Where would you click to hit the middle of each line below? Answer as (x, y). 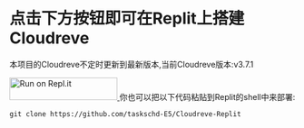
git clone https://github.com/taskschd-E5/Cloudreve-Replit (126, 114)
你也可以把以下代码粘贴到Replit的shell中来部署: (207, 96)
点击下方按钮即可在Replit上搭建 (127, 18)
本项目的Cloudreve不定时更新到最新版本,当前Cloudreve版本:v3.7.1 (132, 64)
